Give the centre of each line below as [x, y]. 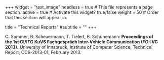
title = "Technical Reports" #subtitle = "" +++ [51, 27]
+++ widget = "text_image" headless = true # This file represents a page [79, 7]
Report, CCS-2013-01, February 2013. [43, 52]
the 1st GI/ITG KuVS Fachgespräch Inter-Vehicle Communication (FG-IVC [82, 42]
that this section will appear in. [36, 17]
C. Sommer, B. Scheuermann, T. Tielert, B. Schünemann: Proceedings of [79, 37]
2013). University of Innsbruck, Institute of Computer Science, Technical [79, 47]
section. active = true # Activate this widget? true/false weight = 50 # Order [82, 12]
